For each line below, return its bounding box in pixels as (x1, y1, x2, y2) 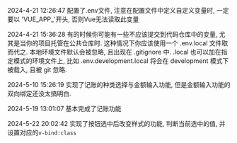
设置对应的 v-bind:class (7, 128, 76, 137)
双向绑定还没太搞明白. (7, 89, 72, 98)
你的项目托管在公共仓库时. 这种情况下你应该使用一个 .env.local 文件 (25, 39, 222, 47)
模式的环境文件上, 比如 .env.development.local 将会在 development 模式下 (13, 57, 229, 65)
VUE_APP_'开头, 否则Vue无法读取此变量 (23, 15, 139, 23)
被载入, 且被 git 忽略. (7, 66, 67, 74)
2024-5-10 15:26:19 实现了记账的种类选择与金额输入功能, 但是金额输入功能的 (7, 81, 231, 88)
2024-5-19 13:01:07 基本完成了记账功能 (7, 105, 122, 113)
